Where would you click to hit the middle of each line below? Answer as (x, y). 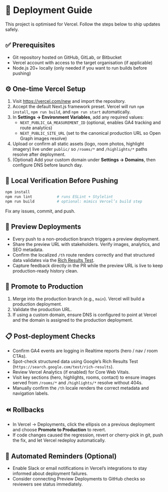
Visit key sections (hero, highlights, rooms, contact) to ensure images (84, 377)
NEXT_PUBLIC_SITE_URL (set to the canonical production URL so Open (90, 133)
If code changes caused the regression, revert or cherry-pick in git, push (88, 435)
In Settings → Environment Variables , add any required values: (78, 117)
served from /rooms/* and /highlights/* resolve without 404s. (77, 383)
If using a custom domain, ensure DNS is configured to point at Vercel (85, 315)
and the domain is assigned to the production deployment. (73, 320)
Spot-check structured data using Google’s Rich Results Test (75, 361)
